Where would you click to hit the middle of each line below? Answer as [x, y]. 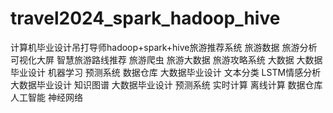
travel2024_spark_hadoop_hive [145, 18]
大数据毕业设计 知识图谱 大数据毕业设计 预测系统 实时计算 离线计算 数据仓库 [166, 84]
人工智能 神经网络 [46, 97]
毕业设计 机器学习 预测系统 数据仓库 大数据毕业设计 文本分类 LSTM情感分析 [166, 72]
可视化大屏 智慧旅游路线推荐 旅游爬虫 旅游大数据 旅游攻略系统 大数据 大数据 [166, 59]
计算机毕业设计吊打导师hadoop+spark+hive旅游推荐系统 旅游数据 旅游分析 [164, 47]
